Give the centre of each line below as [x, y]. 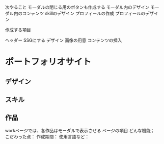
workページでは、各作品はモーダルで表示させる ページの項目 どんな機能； [80, 130]
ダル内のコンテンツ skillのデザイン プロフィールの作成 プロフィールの [75, 13]
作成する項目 [18, 30]
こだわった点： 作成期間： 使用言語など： [47, 137]
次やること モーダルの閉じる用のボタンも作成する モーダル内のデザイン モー [82, 7]
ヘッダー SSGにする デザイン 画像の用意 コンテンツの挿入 [64, 40]
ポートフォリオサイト [48, 62]
